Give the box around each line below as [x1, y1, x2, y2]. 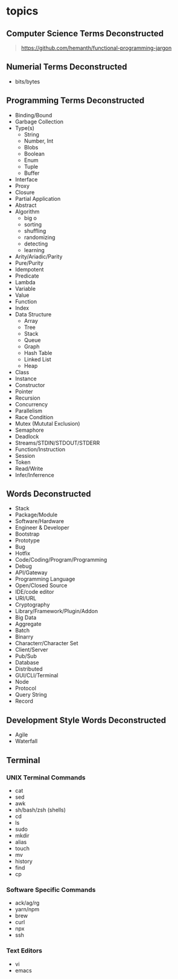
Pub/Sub [14, 652, 37, 660]
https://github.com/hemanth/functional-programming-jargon [21, 44, 172, 51]
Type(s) [14, 124, 35, 131]
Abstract [14, 201, 37, 209]
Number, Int [24, 137, 54, 145]
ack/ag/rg [14, 899, 40, 906]
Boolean [24, 150, 45, 157]
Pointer [14, 388, 33, 395]
